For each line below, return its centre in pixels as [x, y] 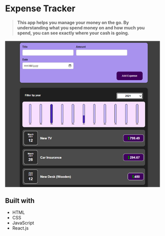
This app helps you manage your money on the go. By [73, 22]
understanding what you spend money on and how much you [81, 28]
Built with [20, 200]
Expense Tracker [40, 9]
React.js [20, 228]
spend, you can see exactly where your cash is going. [73, 33]
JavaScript [23, 223]
